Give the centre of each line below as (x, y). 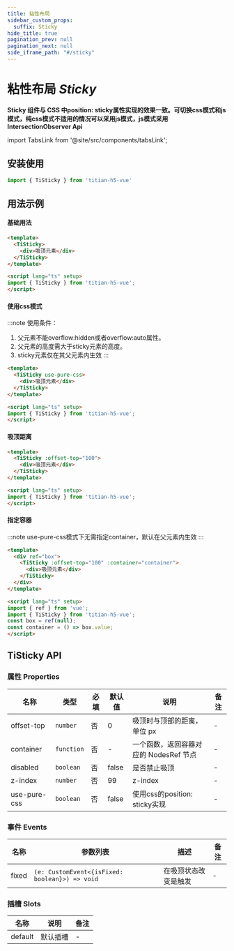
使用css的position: (162, 794)
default (22, 937)
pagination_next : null (40, 46)
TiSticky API (34, 656)
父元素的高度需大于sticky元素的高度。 (72, 347)
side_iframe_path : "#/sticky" (51, 53)
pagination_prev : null (40, 40)
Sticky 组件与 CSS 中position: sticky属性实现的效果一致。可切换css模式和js (117, 110)
